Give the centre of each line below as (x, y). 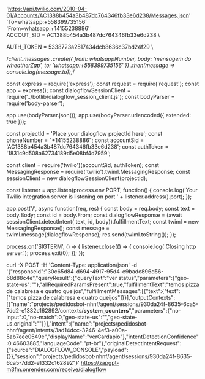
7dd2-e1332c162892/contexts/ (45, 311)
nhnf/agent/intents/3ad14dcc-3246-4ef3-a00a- (67, 330)
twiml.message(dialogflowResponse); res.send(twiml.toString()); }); (91, 235)
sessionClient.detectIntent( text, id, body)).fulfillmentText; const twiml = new (103, 221)
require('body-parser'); (35, 103)
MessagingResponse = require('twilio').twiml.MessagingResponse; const (98, 172)
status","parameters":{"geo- (154, 278)
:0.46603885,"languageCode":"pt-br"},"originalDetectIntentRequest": (94, 343)
